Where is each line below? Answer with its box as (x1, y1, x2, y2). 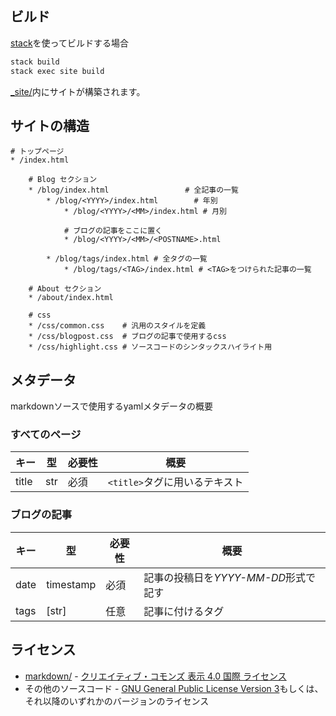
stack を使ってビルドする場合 (10, 37, 129, 49)
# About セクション (28, 284, 102, 294)
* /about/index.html (28, 293, 114, 303)
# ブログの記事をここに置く (63, 226, 163, 236)
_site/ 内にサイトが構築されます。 (10, 85, 146, 97)
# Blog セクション (28, 175, 98, 185)
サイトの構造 (10, 117, 90, 134)
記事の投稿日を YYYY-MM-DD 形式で (143, 570, 317, 584)
